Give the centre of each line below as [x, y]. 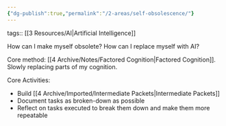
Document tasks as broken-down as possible [81, 101]
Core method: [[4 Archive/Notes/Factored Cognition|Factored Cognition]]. [111, 60]
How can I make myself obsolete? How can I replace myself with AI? [103, 46]
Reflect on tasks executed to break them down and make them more [113, 108]
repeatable [32, 115]
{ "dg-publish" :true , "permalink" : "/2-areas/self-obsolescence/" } [101, 13]
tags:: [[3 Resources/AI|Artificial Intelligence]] [71, 33]
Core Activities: [29, 80]
